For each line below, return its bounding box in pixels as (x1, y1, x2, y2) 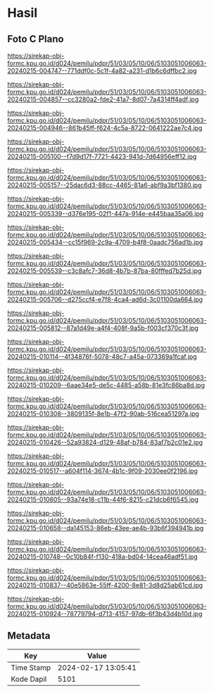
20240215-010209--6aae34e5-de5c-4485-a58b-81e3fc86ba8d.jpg (7, 381, 206, 389)
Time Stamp (11, 663, 51, 673)
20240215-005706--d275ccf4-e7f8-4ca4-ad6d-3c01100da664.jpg (7, 295, 203, 303)
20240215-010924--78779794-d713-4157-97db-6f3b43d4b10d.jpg (7, 610, 203, 618)
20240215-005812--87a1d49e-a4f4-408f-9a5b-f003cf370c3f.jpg (7, 324, 199, 332)
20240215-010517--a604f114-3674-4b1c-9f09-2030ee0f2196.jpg (7, 466, 199, 475)
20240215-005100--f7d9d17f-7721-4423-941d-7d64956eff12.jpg (7, 153, 197, 160)
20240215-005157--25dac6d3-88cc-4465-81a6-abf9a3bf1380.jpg (7, 181, 202, 189)
